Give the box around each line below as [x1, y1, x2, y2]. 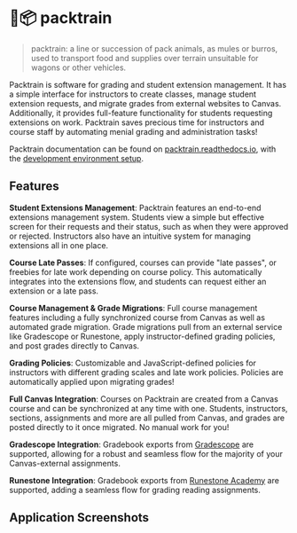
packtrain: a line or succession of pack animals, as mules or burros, [30, 43, 278, 54]
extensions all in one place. [9, 239, 109, 250]
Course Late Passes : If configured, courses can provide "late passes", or [9, 257, 277, 268]
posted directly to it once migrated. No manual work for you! [9, 421, 230, 432]
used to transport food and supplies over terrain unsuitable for [30, 52, 259, 63]
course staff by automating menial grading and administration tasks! [9, 126, 258, 137]
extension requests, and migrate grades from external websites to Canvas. [9, 98, 282, 108]
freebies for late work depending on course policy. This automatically [9, 266, 262, 277]
